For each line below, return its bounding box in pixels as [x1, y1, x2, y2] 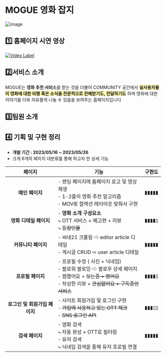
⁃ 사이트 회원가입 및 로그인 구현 [57, 297, 127, 304]
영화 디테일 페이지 [10, 217, 50, 224]
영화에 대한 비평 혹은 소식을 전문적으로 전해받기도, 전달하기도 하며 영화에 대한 [10, 90, 158, 97]
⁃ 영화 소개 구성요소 [57, 209, 101, 216]
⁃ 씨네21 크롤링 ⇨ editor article [57, 234, 130, 241]
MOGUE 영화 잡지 [5, 4, 74, 16]
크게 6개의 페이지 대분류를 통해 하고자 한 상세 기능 [12, 155, 109, 161]
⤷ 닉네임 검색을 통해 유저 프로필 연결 [57, 343, 137, 350]
